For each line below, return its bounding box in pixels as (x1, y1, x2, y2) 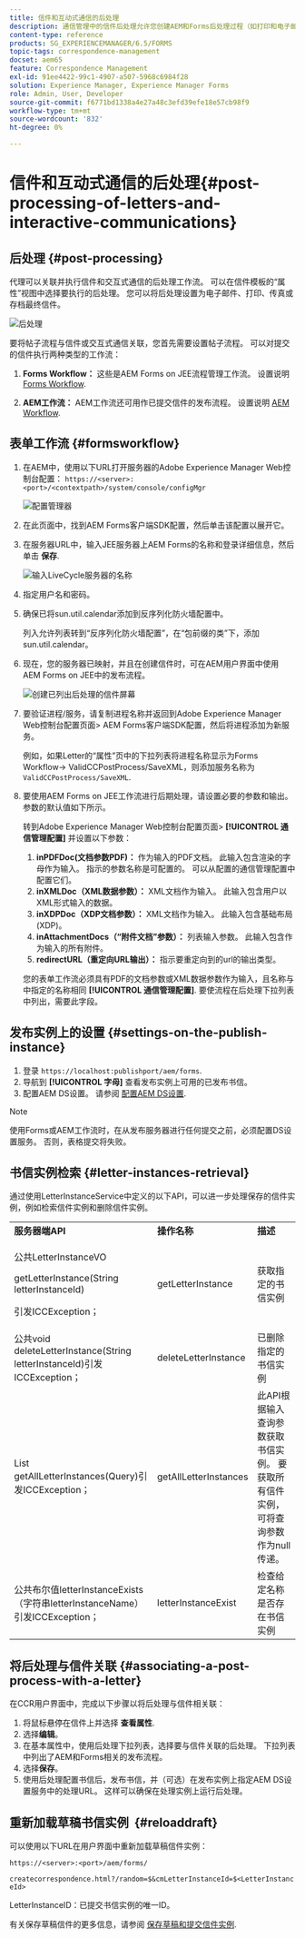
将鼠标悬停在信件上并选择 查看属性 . (22, 1717, 155, 1728)
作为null (257, 1539, 291, 1552)
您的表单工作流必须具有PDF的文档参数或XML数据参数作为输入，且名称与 (22, 973, 295, 984)
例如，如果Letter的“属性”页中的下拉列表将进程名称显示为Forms (22, 750, 259, 761)
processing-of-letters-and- (9, 193, 221, 213)
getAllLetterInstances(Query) (14, 1470, 139, 1483)
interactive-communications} (9, 213, 238, 232)
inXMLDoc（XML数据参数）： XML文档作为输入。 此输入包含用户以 (35, 885, 288, 896)
